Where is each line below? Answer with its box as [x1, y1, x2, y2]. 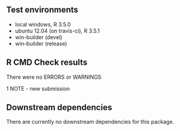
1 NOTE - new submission [6, 85, 70, 92]
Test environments [6, 5, 78, 15]
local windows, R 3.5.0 [14, 20, 71, 28]
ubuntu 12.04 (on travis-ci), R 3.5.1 [14, 27, 100, 34]
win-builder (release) [14, 40, 67, 47]
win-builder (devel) [14, 33, 63, 41]
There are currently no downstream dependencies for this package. [6, 118, 175, 126]
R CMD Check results [6, 57, 88, 68]
